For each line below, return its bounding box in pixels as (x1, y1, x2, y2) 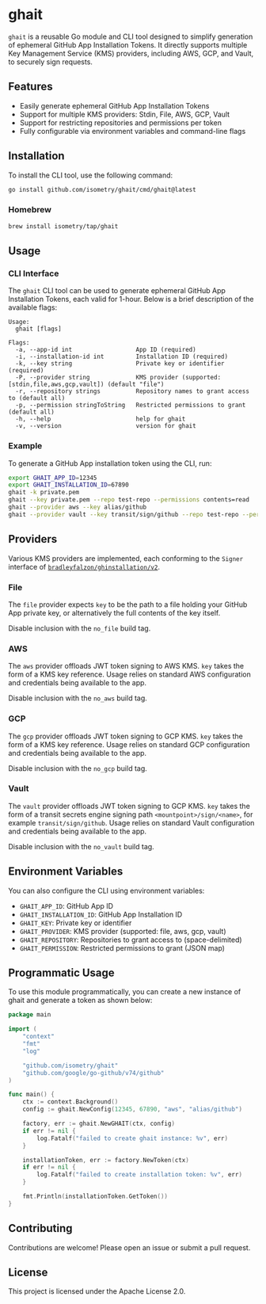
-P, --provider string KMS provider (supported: (15, 374, 222, 382)
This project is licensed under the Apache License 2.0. (8, 1287, 186, 1296)
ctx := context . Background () (22, 1098, 119, 1106)
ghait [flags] (15, 325, 62, 334)
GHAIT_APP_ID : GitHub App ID (19, 901, 113, 910)
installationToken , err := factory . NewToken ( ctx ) (22, 1156, 190, 1164)
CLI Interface (8, 268, 59, 279)
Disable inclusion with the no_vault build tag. (8, 841, 154, 851)
